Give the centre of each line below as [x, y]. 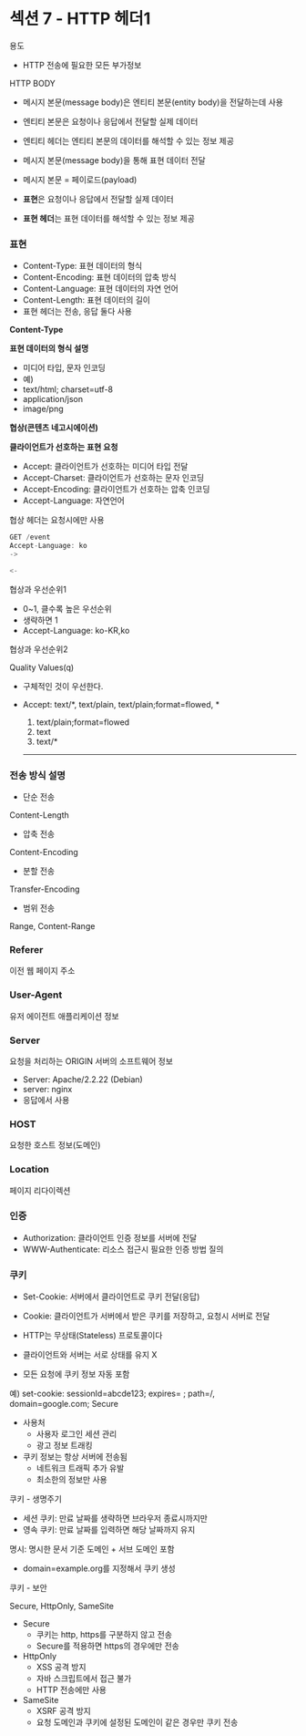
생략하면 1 [40, 620]
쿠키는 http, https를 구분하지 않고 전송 [104, 1635]
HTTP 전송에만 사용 [71, 1690]
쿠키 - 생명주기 [36, 1499]
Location [30, 1170]
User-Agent [36, 995]
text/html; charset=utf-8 [68, 389]
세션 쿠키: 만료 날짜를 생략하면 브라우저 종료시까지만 [115, 1518]
